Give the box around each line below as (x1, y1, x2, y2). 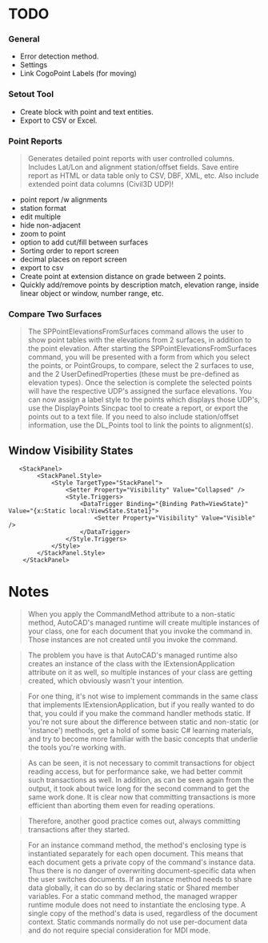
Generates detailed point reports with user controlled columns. (27, 154, 235, 164)
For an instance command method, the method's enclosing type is (27, 840, 246, 850)
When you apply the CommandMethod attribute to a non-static (27, 609, 236, 619)
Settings (19, 60, 48, 70)
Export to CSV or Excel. (19, 115, 98, 125)
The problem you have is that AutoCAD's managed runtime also (27, 650, 238, 660)
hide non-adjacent (19, 221, 82, 230)
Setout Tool (8, 89, 54, 100)
